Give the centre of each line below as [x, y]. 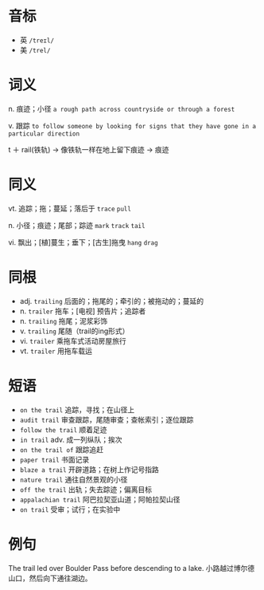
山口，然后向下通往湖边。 [50, 578]
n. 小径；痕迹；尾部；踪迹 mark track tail [77, 225]
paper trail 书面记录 [54, 459]
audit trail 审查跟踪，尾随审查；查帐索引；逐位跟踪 [107, 419]
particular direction [44, 134]
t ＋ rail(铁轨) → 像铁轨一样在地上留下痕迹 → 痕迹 [89, 149]
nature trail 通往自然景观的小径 [74, 479]
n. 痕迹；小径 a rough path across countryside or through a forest [122, 108]
